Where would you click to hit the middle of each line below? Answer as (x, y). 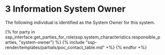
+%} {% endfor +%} (126, 47)
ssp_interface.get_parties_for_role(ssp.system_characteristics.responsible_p (83, 37)
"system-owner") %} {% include (52, 42)
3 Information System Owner (65, 9)
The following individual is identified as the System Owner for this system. (80, 22)
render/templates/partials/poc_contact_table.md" (55, 47)
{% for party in (20, 32)
